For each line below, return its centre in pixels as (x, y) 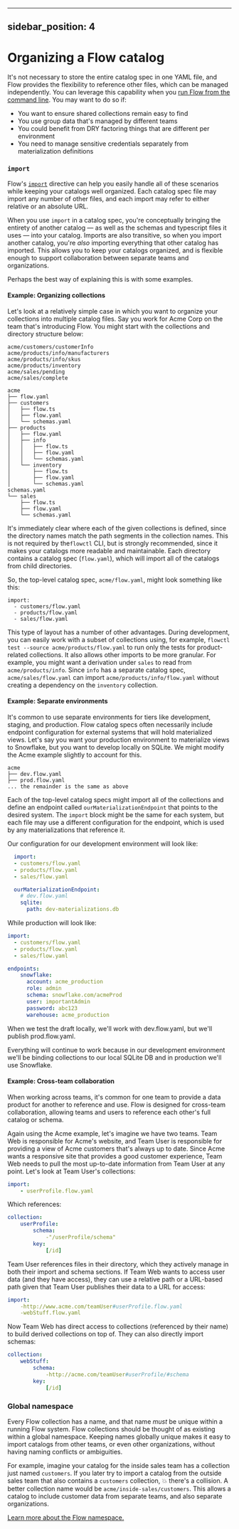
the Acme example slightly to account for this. (75, 755)
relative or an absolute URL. (48, 206)
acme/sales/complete (38, 378)
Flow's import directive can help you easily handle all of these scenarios (113, 183)
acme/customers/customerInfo (51, 347)
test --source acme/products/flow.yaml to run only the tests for (101, 647)
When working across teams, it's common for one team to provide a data (114, 1097)
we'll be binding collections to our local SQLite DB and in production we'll (115, 1057)
